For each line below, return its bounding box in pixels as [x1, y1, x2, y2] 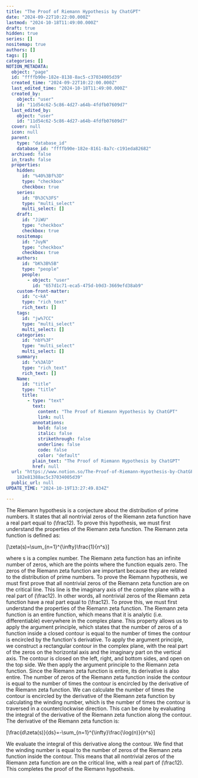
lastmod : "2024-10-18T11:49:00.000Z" [6, 19, 99, 25]
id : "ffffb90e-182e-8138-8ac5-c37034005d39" [11, 74, 123, 80]
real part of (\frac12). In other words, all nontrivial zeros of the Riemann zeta [6, 592, 190, 599]
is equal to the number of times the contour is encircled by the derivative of [6, 680, 189, 687]
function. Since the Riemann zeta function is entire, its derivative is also [6, 667, 180, 674]
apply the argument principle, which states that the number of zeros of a [6, 623, 182, 631]
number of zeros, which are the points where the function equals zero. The [6, 561, 188, 568]
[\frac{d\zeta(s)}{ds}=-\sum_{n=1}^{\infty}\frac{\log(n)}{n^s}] [6, 728, 156, 736]
